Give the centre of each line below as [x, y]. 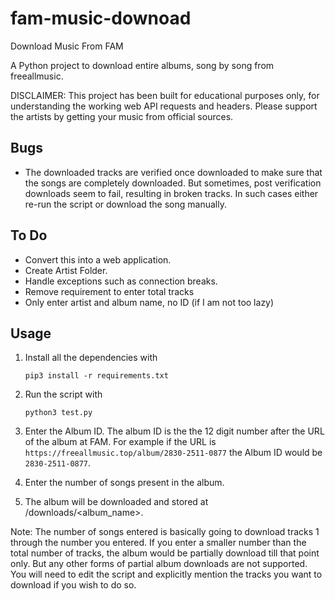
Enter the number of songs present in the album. [124, 483]
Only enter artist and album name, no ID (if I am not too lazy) [149, 302]
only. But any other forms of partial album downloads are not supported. [159, 564]
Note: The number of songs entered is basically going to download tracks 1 [165, 532]
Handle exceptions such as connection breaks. [121, 281]
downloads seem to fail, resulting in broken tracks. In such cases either [171, 193]
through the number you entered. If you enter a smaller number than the [158, 543]
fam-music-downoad [101, 18]
